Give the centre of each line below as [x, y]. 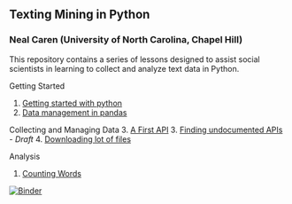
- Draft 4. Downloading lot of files [70, 139]
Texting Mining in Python [80, 15]
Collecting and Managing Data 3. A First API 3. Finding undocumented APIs [146, 129]
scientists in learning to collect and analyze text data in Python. [124, 68]
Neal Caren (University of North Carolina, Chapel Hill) [126, 40]
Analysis [25, 156]
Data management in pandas [74, 112]
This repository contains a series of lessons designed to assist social [134, 59]
